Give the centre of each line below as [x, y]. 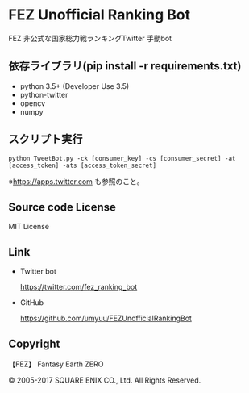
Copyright [34, 343]
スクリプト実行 [46, 139]
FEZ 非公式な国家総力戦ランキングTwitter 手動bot [90, 38]
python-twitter [44, 94]
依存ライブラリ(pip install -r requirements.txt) [125, 66]
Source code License [62, 207]
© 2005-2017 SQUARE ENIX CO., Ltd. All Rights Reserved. [105, 380]
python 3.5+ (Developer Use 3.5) [75, 86]
